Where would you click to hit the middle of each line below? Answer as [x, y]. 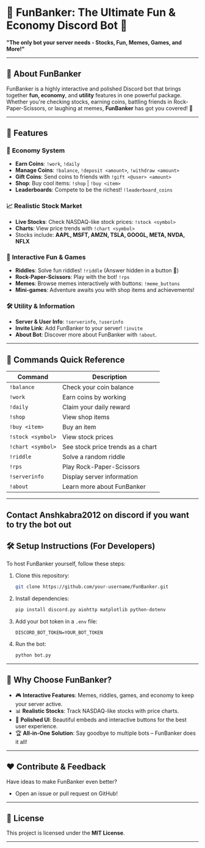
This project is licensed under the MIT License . [66, 833]
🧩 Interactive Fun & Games [46, 257]
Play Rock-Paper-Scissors [101, 467]
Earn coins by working [94, 397]
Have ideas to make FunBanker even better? [62, 781]
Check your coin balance [98, 387]
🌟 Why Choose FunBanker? [59, 680]
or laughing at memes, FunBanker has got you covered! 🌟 [120, 108]
